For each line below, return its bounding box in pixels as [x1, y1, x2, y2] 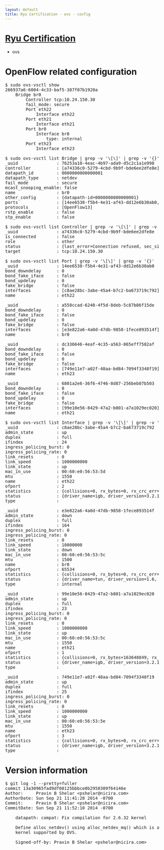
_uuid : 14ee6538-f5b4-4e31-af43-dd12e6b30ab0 [5, 263, 155, 269]
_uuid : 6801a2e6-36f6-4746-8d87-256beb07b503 [5, 381, 155, 387]
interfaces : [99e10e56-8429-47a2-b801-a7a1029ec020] [5, 405, 160, 411]
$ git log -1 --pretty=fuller [5, 781, 78, 786]
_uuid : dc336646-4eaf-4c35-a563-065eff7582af [5, 342, 155, 347]
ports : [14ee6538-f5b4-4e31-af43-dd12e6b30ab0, [5, 200, 160, 206]
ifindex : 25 [5, 689, 67, 695]
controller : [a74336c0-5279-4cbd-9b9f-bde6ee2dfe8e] [5, 165, 160, 171]
